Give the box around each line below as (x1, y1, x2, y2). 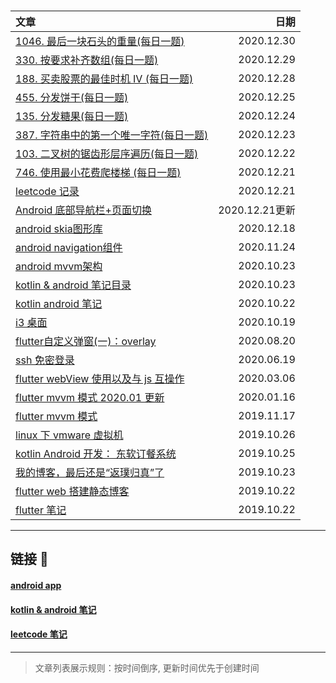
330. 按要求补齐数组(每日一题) (15, 53, 159, 67)
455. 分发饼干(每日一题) (15, 91, 129, 104)
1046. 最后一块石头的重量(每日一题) (15, 35, 185, 48)
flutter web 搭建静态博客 (15, 485, 130, 498)
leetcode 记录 (15, 185, 80, 198)
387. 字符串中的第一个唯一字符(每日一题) (15, 128, 209, 142)
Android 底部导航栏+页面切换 (15, 203, 152, 217)
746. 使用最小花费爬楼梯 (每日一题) (15, 166, 182, 179)
